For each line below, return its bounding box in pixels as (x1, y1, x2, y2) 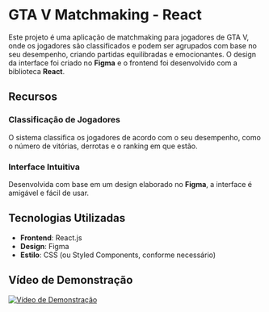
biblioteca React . (8, 66, 65, 76)
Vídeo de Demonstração (8, 273, 133, 287)
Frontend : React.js (19, 232, 82, 243)
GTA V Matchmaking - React (8, 6, 202, 24)
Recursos (8, 90, 58, 104)
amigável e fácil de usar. (8, 188, 90, 198)
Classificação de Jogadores (8, 114, 121, 126)
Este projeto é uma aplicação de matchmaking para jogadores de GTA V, (8, 32, 250, 42)
